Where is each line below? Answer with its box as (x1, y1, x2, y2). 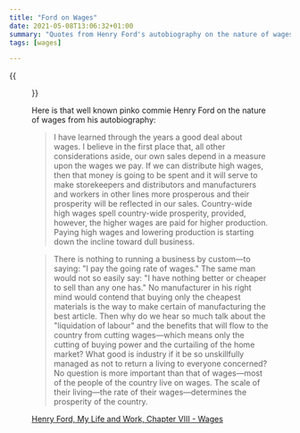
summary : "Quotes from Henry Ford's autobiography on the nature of (9, 30, 270, 38)
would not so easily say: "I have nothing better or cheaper (53, 273, 267, 284)
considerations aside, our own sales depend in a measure (53, 151, 266, 162)
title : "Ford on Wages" (9, 13, 98, 22)
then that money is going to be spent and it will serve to (53, 170, 258, 181)
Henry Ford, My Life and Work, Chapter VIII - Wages (31, 413, 223, 425)
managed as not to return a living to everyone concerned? (53, 359, 268, 369)
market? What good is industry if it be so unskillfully (53, 349, 245, 360)
